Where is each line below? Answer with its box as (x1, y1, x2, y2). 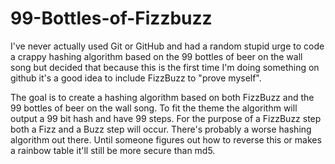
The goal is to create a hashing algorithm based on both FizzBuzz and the (10, 91, 315, 103)
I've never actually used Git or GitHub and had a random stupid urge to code (10, 40, 325, 52)
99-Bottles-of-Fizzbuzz (10, 7, 213, 30)
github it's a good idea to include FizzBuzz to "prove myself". (10, 72, 262, 84)
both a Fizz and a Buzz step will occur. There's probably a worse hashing (10, 123, 312, 135)
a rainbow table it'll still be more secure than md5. (10, 144, 216, 156)
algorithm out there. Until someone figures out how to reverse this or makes (10, 133, 322, 146)
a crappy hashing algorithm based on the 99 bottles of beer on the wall (10, 50, 303, 62)
